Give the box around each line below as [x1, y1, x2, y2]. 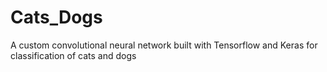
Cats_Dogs [10, 6, 103, 29]
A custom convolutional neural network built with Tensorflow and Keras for [10, 39, 318, 51]
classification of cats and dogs [10, 49, 137, 61]
